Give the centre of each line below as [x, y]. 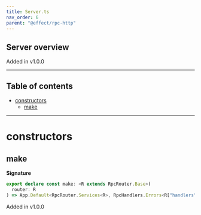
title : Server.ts [28, 12]
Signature [19, 173]
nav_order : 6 [22, 17]
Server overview [38, 47]
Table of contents [39, 86]
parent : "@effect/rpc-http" [41, 23]
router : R [24, 189]
